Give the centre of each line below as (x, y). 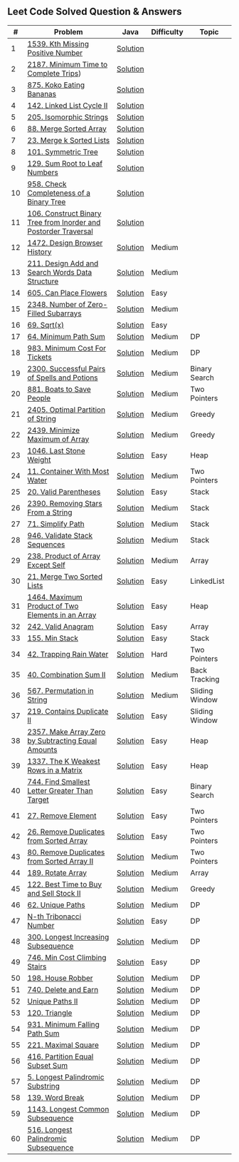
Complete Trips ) (54, 73)
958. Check (47, 183)
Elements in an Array (62, 615)
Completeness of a (59, 193)
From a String (50, 512)
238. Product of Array (64, 556)
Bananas (42, 94)
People (39, 398)
